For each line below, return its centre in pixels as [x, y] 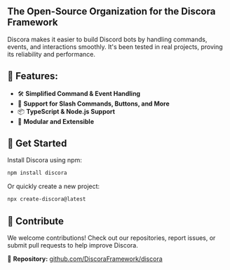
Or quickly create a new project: [54, 186]
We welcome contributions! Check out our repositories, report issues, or [111, 238]
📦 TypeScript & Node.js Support [66, 111]
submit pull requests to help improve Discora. [73, 245]
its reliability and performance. [52, 54]
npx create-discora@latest [47, 199]
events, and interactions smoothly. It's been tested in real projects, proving [115, 47]
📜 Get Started [37, 144]
